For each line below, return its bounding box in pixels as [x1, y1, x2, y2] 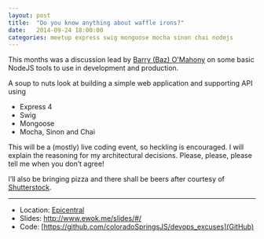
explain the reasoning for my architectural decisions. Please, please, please [8, 151, 253, 160]
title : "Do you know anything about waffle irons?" [8, 19, 185, 27]
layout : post [8, 11, 51, 20]
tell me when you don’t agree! [8, 159, 104, 169]
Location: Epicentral [19, 205, 85, 215]
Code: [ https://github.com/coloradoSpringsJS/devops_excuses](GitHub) [19, 222, 255, 232]
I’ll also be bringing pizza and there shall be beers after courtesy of [8, 175, 225, 184]
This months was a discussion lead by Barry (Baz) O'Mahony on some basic [8, 55, 255, 64]
